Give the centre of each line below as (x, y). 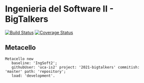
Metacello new (19, 59)
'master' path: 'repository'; (36, 71)
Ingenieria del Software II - (59, 9)
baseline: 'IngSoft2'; (34, 63)
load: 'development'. (33, 76)
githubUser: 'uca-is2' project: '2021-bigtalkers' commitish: (75, 67)
